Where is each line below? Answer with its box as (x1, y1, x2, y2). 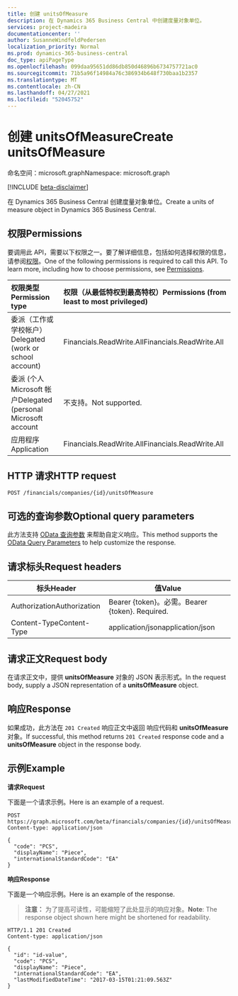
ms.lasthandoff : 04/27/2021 (7, 89, 91, 96)
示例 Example (7, 763, 65, 775)
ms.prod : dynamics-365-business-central (7, 50, 129, 57)
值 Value (154, 583, 182, 593)
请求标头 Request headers (7, 561, 122, 573)
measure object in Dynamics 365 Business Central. (7, 205, 157, 213)
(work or (11, 343, 40, 353)
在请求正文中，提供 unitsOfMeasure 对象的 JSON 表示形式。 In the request (7, 673, 227, 681)
